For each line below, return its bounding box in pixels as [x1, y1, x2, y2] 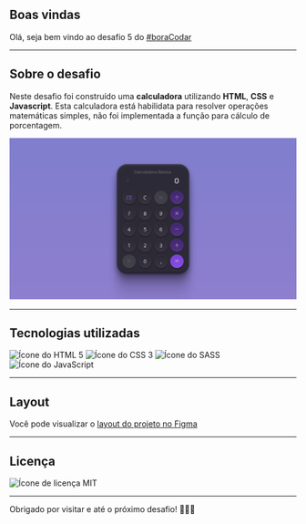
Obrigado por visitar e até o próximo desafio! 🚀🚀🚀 [9, 504, 196, 515]
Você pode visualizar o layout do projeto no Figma [9, 418, 198, 429]
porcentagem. [9, 119, 62, 130]
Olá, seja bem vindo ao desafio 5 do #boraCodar [9, 31, 192, 42]
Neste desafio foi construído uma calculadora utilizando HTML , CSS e [9, 90, 275, 101]
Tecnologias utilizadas [9, 325, 140, 341]
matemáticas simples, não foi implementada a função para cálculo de [9, 109, 270, 121]
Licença [9, 453, 56, 468]
